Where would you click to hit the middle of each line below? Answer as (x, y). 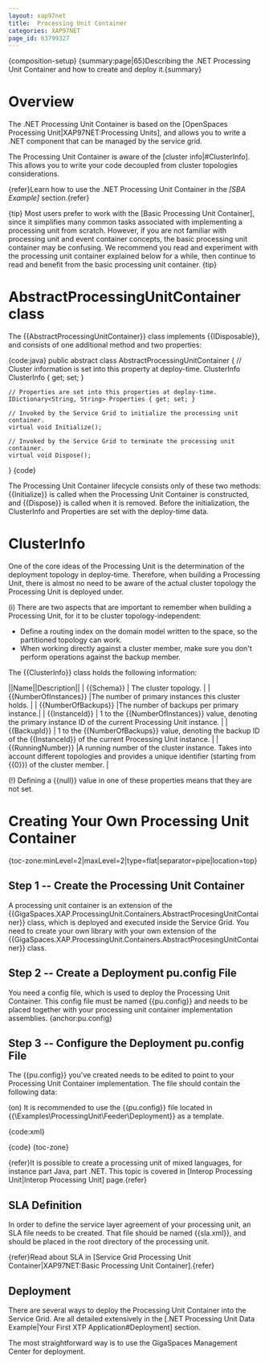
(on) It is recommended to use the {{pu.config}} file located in (110, 1108)
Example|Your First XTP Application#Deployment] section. (104, 1327)
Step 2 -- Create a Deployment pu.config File (122, 973)
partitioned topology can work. (71, 640)
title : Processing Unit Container (68, 23)
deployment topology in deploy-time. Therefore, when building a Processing (134, 575)
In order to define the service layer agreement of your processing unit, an (130, 1224)
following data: (33, 1092)
